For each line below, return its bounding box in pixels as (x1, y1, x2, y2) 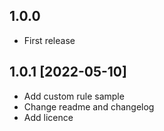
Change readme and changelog (23, 100, 155, 113)
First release (23, 34, 76, 46)
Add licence (23, 111, 74, 123)
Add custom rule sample (23, 90, 125, 102)
